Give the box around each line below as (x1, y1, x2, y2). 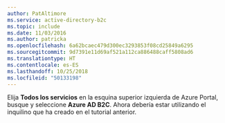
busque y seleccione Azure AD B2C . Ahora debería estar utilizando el (7, 101, 206, 109)
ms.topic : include (7, 23, 60, 30)
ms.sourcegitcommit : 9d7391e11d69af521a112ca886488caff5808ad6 (7, 49, 194, 56)
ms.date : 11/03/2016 (7, 29, 67, 37)
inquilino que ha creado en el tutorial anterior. (7, 108, 137, 116)
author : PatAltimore (7, 10, 67, 17)
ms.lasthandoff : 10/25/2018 (7, 68, 89, 75)
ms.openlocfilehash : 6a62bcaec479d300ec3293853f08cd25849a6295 (7, 42, 194, 49)
